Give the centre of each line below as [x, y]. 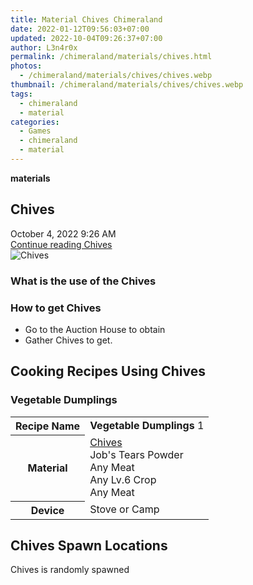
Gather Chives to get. [68, 340]
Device [47, 510]
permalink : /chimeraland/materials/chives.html [111, 57]
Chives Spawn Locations [89, 545]
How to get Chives [56, 308]
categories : [35, 122]
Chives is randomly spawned [70, 570]
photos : [26, 66]
